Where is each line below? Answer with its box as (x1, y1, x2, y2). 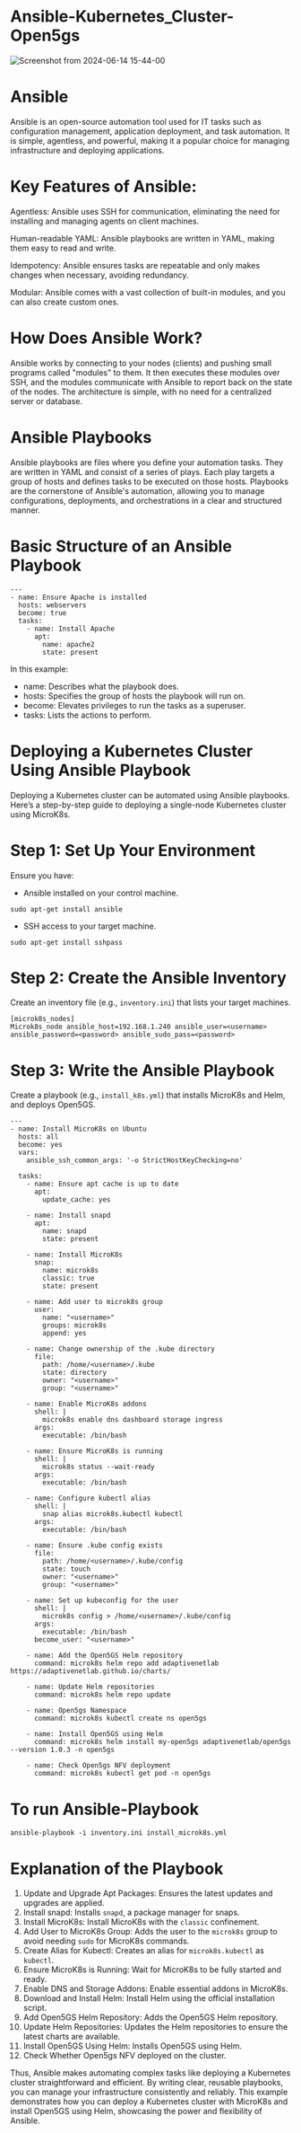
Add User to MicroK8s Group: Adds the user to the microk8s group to (22, 1926, 278, 1937)
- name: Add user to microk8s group (26, 1298, 164, 1307)
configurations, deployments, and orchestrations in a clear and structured (10, 495, 282, 506)
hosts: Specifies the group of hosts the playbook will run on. (22, 690, 245, 701)
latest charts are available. (22, 2032, 121, 2042)
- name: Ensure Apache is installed (10, 593, 147, 602)
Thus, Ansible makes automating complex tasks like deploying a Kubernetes (10, 2067, 291, 2078)
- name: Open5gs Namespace (26, 1706, 127, 1715)
